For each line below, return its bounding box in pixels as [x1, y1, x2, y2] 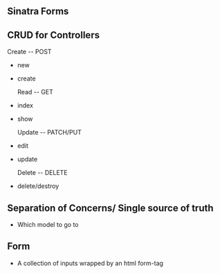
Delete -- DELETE [17, 169, 68, 177]
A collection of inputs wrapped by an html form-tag [17, 259, 164, 267]
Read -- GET [17, 88, 53, 96]
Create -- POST [7, 48, 52, 56]
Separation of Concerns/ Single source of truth [7, 202, 214, 214]
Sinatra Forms [7, 6, 69, 17]
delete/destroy [17, 182, 59, 190]
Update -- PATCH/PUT [17, 128, 82, 137]
